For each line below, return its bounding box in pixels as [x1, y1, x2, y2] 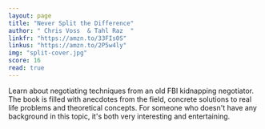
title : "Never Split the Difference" [8, 19, 135, 27]
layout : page [8, 11, 52, 20]
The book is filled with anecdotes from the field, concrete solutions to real [8, 94, 252, 104]
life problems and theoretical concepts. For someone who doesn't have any [8, 103, 258, 112]
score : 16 [8, 57, 42, 65]
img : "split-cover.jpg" [8, 49, 88, 57]
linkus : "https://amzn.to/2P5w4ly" [8, 42, 127, 50]
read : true [8, 64, 45, 72]
